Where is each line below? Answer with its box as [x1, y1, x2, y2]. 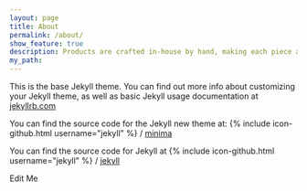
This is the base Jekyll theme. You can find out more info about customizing [9, 81, 295, 91]
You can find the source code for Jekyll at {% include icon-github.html [9, 145, 275, 156]
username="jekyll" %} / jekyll [9, 155, 121, 165]
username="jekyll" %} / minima [54, 128, 173, 138]
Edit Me [9, 173, 38, 184]
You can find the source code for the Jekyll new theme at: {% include [9, 118, 271, 129]
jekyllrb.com [9, 101, 57, 111]
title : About [9, 22, 59, 31]
